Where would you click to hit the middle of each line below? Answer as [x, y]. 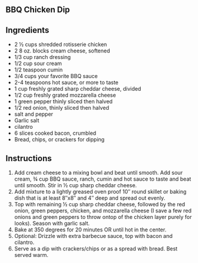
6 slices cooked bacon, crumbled [55, 133]
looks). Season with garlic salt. [52, 224]
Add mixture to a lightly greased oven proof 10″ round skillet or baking [100, 192]
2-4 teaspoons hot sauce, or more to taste [66, 82]
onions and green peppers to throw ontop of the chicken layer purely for [103, 217]
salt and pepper [34, 114]
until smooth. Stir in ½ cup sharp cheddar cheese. [75, 185]
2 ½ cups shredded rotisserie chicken [61, 45]
